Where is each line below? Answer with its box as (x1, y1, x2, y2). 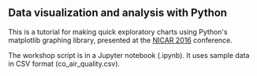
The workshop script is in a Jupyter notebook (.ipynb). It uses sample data (8, 50, 250, 60)
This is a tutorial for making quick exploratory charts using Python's (8, 27, 228, 36)
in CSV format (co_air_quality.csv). (8, 59, 121, 68)
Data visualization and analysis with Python (8, 6, 227, 20)
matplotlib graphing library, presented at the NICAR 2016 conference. (8, 35, 233, 45)
